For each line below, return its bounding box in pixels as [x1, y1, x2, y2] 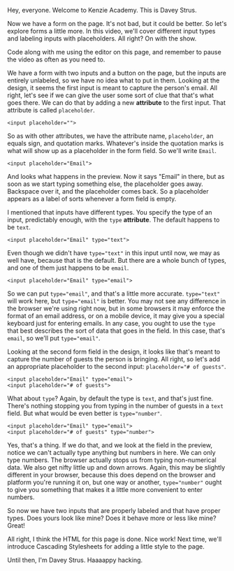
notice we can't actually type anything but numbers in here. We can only [7, 449, 216, 456]
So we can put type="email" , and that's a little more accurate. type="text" [7, 289, 221, 298]
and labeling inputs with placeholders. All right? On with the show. [7, 34, 197, 43]
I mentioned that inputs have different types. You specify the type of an [7, 208, 212, 216]
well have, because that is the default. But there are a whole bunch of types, [7, 256, 227, 264]
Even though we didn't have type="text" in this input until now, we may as [7, 249, 221, 257]
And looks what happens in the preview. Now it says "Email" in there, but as [7, 173, 225, 180]
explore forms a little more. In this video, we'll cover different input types [7, 27, 216, 35]
